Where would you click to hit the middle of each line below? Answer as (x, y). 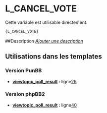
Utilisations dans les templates (54, 57)
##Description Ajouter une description (44, 41)
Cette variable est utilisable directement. (46, 22)
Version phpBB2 (25, 94)
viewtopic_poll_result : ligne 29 (44, 81)
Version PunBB (24, 71)
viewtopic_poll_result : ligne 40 (45, 105)
